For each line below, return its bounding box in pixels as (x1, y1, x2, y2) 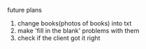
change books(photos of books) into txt (17, 19, 132, 27)
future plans (7, 6, 42, 14)
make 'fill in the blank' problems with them (17, 27, 140, 35)
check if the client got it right (17, 34, 101, 42)
